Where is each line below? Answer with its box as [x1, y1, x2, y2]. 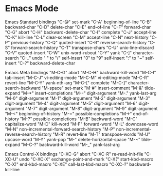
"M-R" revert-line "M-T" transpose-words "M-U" [53, 131, 151, 137]
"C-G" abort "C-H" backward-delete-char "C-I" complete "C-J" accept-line [5, 29, 157, 35]
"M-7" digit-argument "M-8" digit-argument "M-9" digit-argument [25, 105, 158, 112]
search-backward [5, 85, 41, 91]
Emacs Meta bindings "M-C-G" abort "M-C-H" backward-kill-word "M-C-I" [5, 69, 157, 75]
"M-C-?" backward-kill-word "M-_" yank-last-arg [21, 142, 120, 147]
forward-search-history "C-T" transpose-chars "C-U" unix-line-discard [11, 45, 154, 50]
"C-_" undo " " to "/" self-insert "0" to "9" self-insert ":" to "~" [19, 55, 145, 61]
